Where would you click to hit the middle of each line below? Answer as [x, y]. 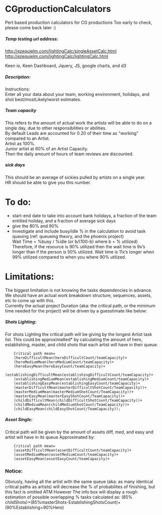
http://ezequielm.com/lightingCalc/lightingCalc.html [57, 56]
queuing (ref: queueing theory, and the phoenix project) [68, 236]
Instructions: [18, 89]
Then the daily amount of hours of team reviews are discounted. [69, 154]
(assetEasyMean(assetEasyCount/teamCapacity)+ [62, 459]
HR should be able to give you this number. [48, 182]
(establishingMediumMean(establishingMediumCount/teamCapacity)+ [81, 379]
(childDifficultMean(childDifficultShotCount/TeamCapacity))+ [78, 400]
